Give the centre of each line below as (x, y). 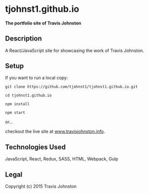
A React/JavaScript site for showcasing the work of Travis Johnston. (75, 50)
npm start (15, 113)
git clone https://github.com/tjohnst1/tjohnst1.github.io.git (72, 87)
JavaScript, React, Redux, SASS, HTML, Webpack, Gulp (62, 159)
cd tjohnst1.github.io (28, 96)
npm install (17, 104)
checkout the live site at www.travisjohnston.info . (55, 131)
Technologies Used (35, 147)
